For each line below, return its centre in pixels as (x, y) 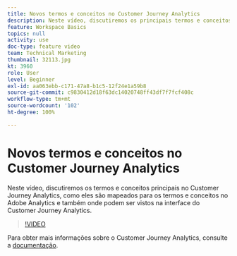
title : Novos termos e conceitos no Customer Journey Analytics (104, 14)
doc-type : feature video (44, 47)
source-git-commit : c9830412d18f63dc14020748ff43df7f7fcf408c (101, 92)
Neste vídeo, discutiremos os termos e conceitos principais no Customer (113, 188)
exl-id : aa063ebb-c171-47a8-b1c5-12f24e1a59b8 (77, 86)
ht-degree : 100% (31, 112)
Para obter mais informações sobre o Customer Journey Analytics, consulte (117, 238)
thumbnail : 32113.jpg (39, 60)
